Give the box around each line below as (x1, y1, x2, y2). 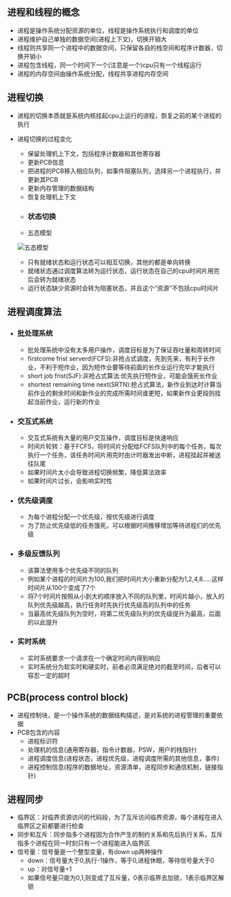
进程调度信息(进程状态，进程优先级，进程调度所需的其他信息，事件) (27, 754, 219, 762)
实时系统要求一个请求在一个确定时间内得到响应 (27, 654, 161, 662)
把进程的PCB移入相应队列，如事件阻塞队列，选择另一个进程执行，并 (27, 167, 221, 175)
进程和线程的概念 (7, 6, 80, 19)
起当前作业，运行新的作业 (27, 397, 101, 406)
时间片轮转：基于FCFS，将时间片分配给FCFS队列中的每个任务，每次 (27, 442, 222, 450)
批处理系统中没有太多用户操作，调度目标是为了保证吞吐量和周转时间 (27, 345, 221, 354)
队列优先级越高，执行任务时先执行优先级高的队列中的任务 (27, 600, 191, 609)
